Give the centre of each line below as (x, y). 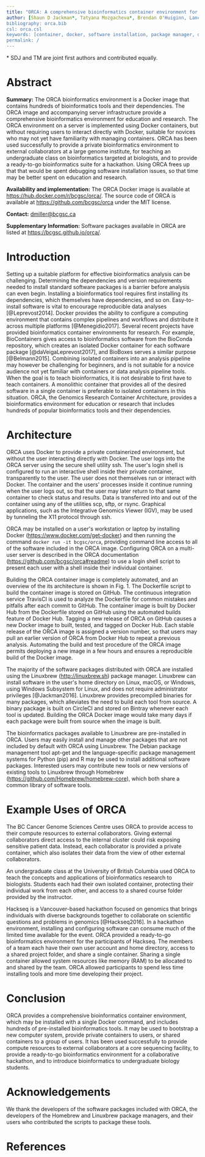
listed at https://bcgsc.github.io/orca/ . (54, 232)
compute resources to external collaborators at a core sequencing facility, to (103, 1048)
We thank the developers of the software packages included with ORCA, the (102, 1109)
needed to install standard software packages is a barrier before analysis (98, 287)
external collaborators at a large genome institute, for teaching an (88, 151)
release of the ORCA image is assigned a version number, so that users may (102, 631)
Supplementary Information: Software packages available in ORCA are (96, 226)
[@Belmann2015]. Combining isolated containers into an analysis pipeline (99, 358)
